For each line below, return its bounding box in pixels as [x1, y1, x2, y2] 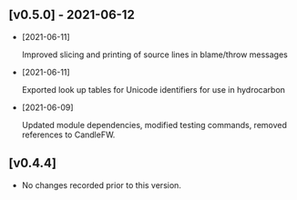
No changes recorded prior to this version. [21, 179, 181, 190]
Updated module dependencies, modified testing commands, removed [21, 119, 288, 130]
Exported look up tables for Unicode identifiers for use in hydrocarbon [21, 84, 286, 95]
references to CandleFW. [21, 129, 116, 140]
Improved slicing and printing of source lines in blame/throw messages [21, 49, 289, 60]
